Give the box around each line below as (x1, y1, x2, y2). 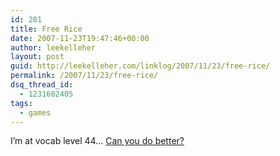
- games (19, 107, 52, 118)
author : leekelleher (10, 42, 97, 53)
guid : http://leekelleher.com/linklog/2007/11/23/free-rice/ (10, 61, 271, 71)
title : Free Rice (10, 24, 83, 34)
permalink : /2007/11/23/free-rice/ (10, 71, 159, 81)
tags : (10, 98, 33, 108)
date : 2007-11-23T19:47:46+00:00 (10, 33, 150, 43)
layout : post (10, 52, 65, 62)
